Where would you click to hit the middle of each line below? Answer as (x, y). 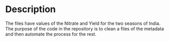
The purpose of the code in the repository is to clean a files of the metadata (85, 28)
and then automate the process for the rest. (51, 34)
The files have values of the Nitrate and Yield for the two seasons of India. (83, 23)
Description (31, 9)
